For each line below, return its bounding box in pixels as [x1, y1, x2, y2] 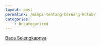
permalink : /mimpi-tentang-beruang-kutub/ [5, 12, 96, 17]
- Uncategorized [14, 21, 49, 26]
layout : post [5, 7, 33, 12]
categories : [5, 16, 30, 21]
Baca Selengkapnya [5, 35, 47, 41]
